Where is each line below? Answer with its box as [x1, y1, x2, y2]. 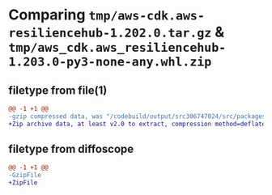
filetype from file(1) [8, 83, 108, 97]
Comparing [8, 6, 86, 24]
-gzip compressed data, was [8, 112, 104, 121]
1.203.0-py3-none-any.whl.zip [8, 54, 212, 70]
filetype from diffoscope [8, 142, 134, 156]
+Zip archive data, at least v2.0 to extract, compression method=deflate [8, 120, 266, 128]
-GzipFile [8, 172, 42, 180]
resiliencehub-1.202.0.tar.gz [8, 26, 212, 41]
